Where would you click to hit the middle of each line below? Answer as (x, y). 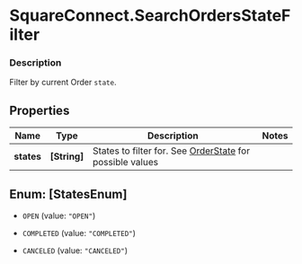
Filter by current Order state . (63, 83)
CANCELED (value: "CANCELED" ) (75, 251)
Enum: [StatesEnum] (68, 194)
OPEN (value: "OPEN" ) (59, 216)
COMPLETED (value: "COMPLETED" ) (79, 233)
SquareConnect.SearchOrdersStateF (150, 16)
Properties (40, 110)
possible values (126, 163)
